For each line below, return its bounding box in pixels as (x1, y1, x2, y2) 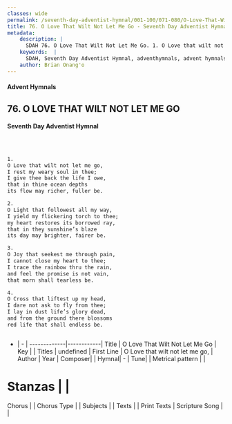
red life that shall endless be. (7, 321, 104, 328)
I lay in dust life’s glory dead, (7, 309, 107, 316)
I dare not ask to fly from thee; (7, 302, 107, 309)
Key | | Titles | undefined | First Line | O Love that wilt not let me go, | (17, 347, 213, 356)
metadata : (7, 29, 36, 37)
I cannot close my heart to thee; (7, 258, 107, 264)
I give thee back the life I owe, (7, 175, 107, 182)
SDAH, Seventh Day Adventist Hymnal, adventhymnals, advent (25, 55, 202, 62)
